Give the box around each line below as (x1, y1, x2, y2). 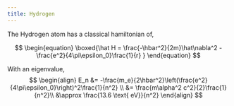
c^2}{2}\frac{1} (183, 83, 228, 92)
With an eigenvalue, (7, 64, 65, 73)
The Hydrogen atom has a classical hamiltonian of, (7, 30, 154, 38)
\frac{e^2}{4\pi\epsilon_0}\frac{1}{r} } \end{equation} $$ (36, 51, 201, 59)
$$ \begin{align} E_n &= (29, 76, 99, 84)
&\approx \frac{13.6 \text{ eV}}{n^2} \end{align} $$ (55, 90, 203, 99)
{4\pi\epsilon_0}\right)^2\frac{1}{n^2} (9, 83, 118, 92)
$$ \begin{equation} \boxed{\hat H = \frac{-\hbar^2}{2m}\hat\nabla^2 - (14, 43, 223, 52)
